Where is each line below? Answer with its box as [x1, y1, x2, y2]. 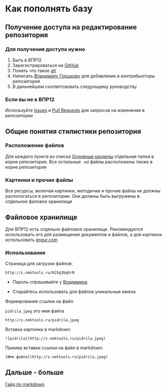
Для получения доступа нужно [5, 45, 86, 52]
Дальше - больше [5, 368, 64, 377]
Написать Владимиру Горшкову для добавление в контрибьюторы [12, 73, 155, 79]
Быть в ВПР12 [12, 57, 42, 63]
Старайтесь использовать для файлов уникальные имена [12, 289, 136, 295]
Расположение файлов [5, 142, 64, 149]
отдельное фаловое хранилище [5, 198, 73, 205]
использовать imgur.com [5, 237, 58, 243]
